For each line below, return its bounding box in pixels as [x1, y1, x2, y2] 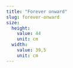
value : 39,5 [17, 47, 46, 53]
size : [6, 20, 20, 25]
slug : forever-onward [6, 14, 60, 20]
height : [11, 25, 31, 31]
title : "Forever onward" [6, 8, 68, 15]
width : [11, 42, 28, 48]
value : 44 [17, 31, 42, 37]
